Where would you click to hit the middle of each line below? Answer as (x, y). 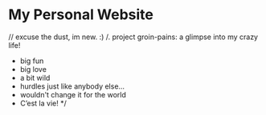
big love (33, 69)
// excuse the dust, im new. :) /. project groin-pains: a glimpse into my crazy (133, 37)
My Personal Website (81, 15)
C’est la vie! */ (43, 103)
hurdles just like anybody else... (72, 86)
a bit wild (35, 77)
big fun (32, 61)
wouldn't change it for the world (73, 94)
